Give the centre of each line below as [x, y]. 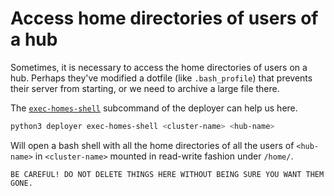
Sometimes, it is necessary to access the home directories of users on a [159, 67]
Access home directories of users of [164, 18]
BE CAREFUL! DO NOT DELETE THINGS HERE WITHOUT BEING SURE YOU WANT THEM [167, 174]
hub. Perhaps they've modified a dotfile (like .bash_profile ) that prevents [161, 78]
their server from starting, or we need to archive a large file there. [145, 88]
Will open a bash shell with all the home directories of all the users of [152, 145]
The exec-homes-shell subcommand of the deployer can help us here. [154, 108]
